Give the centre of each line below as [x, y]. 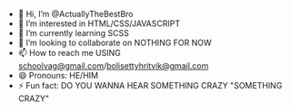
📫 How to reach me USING [69, 53]
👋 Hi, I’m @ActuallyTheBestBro [75, 14]
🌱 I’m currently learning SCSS [73, 33]
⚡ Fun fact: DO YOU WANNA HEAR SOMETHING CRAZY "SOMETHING [150, 85]
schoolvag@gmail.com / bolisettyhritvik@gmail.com [113, 66]
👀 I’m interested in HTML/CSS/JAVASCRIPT [99, 23]
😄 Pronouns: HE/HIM [58, 75]
